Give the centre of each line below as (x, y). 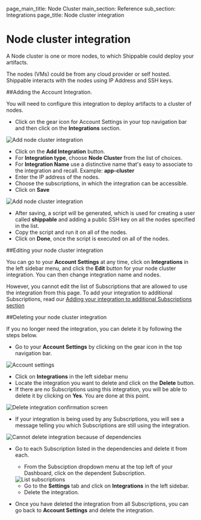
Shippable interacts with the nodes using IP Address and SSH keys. (90, 80)
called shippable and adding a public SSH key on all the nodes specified (105, 219)
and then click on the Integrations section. (68, 128)
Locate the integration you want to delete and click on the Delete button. (105, 383)
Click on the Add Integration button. (60, 151)
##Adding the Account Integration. (49, 92)
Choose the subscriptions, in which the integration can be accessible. (101, 183)
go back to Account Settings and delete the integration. (85, 510)
